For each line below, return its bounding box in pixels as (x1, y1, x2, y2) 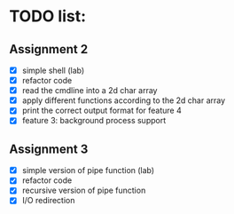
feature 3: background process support (21, 115, 167, 126)
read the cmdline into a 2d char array (21, 85, 158, 96)
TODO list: (9, 6, 87, 27)
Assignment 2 (9, 42, 89, 57)
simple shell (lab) (21, 65, 85, 75)
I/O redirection (21, 195, 75, 206)
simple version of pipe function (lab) (21, 165, 155, 176)
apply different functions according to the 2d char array (21, 95, 226, 106)
